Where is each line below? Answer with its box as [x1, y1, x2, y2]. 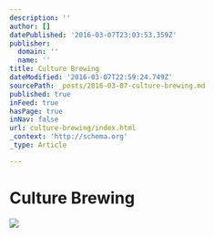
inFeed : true [9, 98, 59, 108]
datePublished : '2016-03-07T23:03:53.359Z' [9, 30, 178, 39]
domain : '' [17, 47, 59, 57]
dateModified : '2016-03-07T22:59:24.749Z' [9, 73, 173, 82]
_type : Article [9, 140, 67, 149]
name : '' [17, 56, 51, 65]
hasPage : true [9, 107, 64, 116]
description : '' [9, 13, 71, 23]
